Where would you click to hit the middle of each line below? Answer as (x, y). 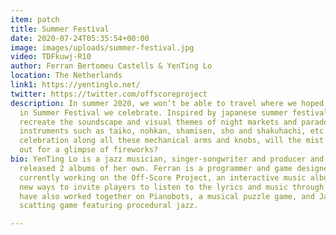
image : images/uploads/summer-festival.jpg (102, 47)
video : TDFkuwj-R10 (51, 57)
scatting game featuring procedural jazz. (109, 206)
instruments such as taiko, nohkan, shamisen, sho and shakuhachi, (163, 131)
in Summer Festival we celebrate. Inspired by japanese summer (153, 112)
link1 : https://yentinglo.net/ (75, 85)
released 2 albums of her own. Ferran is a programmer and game (156, 168)
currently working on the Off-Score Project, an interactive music (163, 177)
